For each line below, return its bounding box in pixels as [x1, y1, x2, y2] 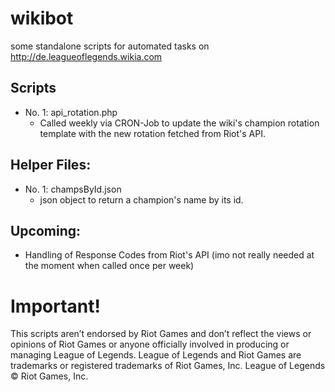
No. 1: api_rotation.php [24, 106, 118, 118]
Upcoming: [10, 222, 82, 239]
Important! [10, 295, 101, 317]
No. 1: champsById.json [24, 183, 122, 195]
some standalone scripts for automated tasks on [10, 40, 210, 52]
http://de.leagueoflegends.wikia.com [10, 50, 163, 62]
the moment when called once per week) [24, 260, 195, 272]
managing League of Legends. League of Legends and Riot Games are [10, 349, 302, 361]
